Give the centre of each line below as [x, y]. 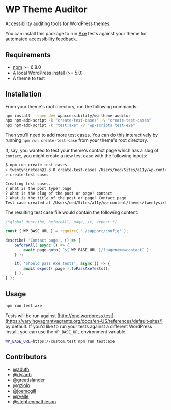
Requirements [28, 55]
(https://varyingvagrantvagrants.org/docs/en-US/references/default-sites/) [84, 321]
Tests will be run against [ [32, 316]
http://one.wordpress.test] [86, 316]
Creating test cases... [31, 184]
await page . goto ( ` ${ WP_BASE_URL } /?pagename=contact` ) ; [88, 250]
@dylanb [22, 375]
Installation [23, 94]
